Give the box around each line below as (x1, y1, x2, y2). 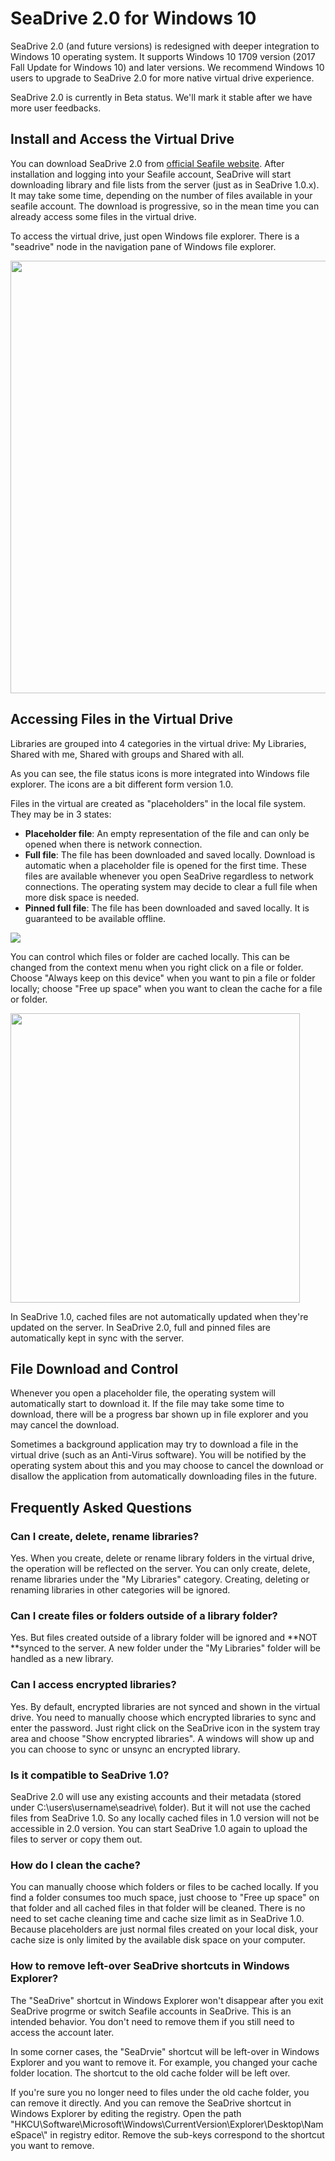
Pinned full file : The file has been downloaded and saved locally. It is (24, 902, 310, 914)
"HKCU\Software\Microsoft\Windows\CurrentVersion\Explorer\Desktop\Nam (10, 2118, 324, 2130)
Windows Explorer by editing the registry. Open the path (10, 2107, 242, 2119)
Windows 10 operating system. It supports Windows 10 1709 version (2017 (10, 50, 316, 62)
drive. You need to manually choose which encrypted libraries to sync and (10, 1711, 317, 1723)
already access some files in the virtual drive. (10, 210, 197, 222)
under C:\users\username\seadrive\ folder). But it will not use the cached (10, 1801, 311, 1813)
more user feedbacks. (10, 102, 102, 114)
